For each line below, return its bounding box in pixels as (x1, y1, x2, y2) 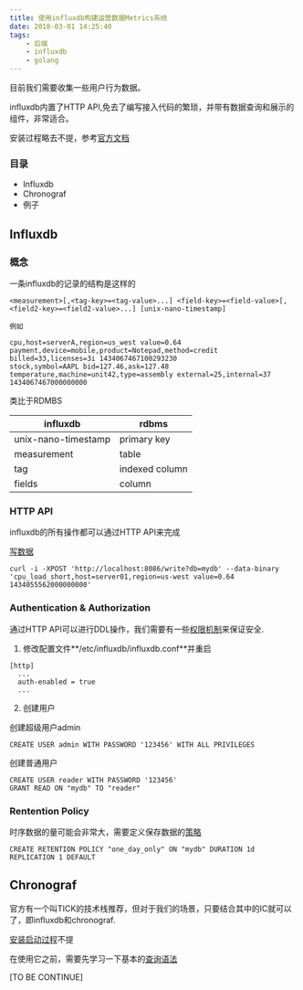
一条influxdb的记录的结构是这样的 (9, 278, 136, 289)
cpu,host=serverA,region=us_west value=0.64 (9, 337, 182, 347)
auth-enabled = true (17, 677, 96, 687)
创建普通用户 (9, 757, 57, 768)
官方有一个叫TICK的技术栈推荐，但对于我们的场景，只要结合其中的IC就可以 (9, 902, 292, 914)
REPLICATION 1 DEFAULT (9, 852, 96, 862)
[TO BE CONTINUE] (9, 971, 84, 983)
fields (14, 477, 38, 490)
